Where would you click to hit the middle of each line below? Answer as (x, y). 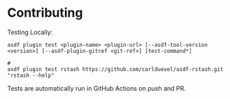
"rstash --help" (31, 75)
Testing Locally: (30, 32)
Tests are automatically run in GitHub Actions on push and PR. (97, 88)
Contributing (45, 13)
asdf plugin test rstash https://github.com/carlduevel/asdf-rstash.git (115, 69)
